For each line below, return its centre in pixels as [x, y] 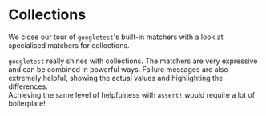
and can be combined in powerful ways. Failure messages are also [118, 69]
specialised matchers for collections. [69, 45]
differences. [28, 86]
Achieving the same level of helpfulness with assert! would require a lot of [131, 94]
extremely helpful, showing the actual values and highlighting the [116, 78]
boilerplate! [27, 103]
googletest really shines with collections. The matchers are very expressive [133, 61]
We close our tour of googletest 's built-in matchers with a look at [116, 37]
